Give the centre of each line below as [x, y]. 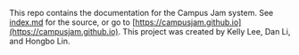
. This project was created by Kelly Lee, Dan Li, [204, 31]
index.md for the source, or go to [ [72, 22]
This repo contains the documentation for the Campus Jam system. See [141, 13]
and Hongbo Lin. [40, 41]
